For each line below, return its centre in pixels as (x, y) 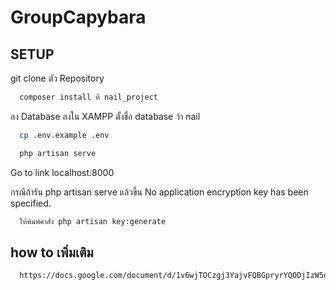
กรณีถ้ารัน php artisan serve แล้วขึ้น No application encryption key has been (159, 192)
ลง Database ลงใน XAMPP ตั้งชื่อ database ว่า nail (105, 116)
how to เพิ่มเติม (52, 252)
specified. (31, 203)
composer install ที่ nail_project (88, 97)
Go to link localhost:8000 (62, 172)
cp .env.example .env (64, 135)
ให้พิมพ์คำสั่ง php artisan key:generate (93, 221)
